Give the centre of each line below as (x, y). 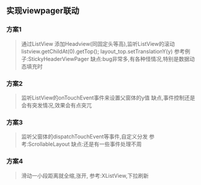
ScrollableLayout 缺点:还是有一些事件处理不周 (85, 144)
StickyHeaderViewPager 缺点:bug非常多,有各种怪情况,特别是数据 (109, 58)
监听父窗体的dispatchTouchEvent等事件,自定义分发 (84, 137)
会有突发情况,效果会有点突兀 (56, 105)
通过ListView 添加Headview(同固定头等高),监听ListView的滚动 (98, 43)
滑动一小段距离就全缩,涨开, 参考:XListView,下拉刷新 (85, 175)
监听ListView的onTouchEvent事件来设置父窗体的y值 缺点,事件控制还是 (108, 98)
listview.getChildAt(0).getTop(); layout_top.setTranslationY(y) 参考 (103, 51)
